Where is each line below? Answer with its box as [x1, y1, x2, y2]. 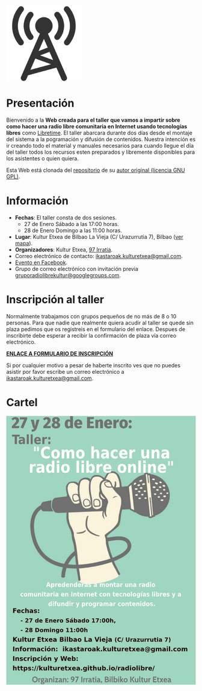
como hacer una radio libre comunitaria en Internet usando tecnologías [6, 122, 188, 130]
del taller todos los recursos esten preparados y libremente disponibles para [6, 148, 195, 156]
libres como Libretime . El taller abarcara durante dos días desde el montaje [6, 129, 192, 136]
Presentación [6, 96, 75, 110]
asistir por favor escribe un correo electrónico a [6, 368, 124, 375]
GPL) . [6, 172, 20, 180]
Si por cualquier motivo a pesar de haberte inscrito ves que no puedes [6, 361, 181, 369]
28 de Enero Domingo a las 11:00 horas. [23, 227, 122, 234]
